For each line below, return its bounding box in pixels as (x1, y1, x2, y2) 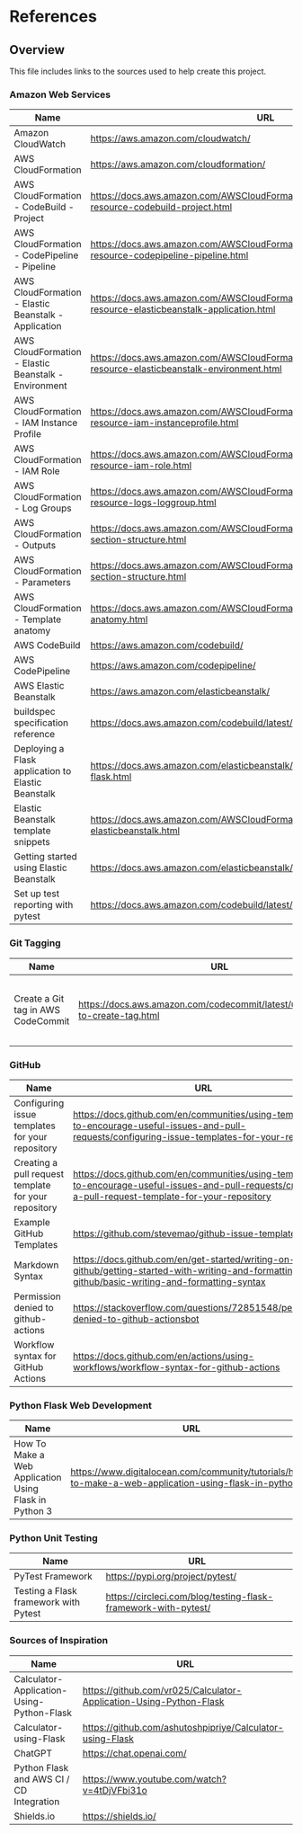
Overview (9, 42, 66, 58)
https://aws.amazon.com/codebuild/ (90, 639, 244, 652)
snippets (13, 836, 51, 849)
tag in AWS (13, 1003, 61, 1016)
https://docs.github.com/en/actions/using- (73, 1349, 254, 1362)
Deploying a (13, 743, 65, 755)
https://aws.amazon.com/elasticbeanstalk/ (90, 685, 271, 698)
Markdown (13, 1259, 59, 1271)
